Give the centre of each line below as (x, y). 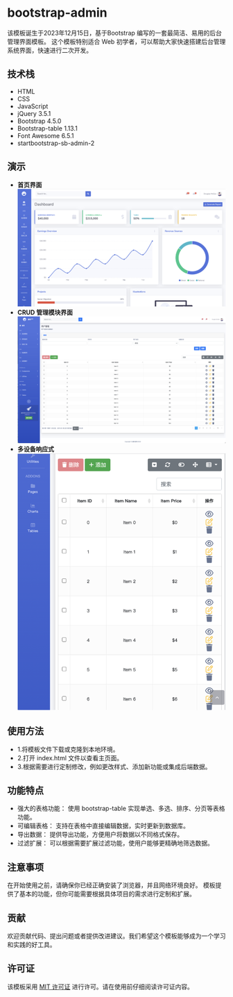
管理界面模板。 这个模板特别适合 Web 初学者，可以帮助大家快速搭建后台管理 (116, 41)
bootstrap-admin (57, 13)
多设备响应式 (35, 449)
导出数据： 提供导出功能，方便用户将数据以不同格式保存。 (100, 835)
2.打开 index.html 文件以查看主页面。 (70, 757)
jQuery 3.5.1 (34, 113)
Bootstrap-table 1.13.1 (47, 128)
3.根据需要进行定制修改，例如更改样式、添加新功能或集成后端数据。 (114, 766)
